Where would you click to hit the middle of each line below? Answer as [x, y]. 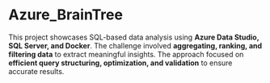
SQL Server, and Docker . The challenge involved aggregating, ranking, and [135, 45]
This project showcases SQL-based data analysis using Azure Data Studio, [134, 37]
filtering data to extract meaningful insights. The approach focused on [126, 54]
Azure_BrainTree [66, 15]
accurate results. [36, 71]
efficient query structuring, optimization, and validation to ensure [120, 63]
